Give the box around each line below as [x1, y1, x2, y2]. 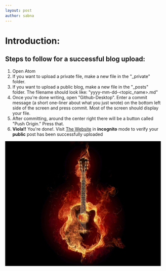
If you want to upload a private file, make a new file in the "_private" [12, 73, 151, 79]
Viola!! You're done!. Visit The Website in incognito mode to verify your [12, 126, 159, 132]
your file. [12, 110, 31, 116]
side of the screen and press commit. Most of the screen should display [12, 105, 159, 111]
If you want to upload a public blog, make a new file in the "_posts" [12, 84, 149, 90]
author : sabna [5, 13, 35, 18]
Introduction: [5, 35, 60, 47]
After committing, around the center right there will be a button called [12, 115, 154, 121]
